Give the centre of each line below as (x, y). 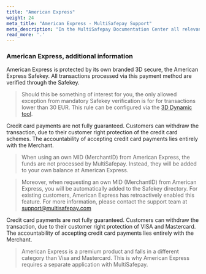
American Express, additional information (70, 56)
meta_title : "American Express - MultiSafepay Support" (79, 23)
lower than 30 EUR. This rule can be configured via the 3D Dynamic (107, 107)
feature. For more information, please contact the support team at (104, 202)
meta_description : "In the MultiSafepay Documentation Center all (93, 29)
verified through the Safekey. (43, 83)
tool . (27, 114)
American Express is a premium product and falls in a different (100, 251)
